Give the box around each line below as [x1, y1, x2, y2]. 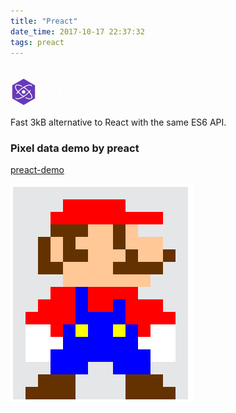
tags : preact [10, 37, 65, 47]
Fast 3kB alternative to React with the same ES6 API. [10, 116, 227, 129]
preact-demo [10, 164, 65, 176]
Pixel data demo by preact [10, 141, 140, 155]
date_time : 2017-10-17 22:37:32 [10, 26, 145, 37]
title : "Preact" [10, 16, 78, 26]
